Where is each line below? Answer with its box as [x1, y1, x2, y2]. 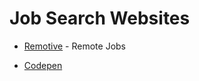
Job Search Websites [9, 7, 191, 30]
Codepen [23, 59, 63, 71]
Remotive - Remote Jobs [23, 40, 126, 52]
